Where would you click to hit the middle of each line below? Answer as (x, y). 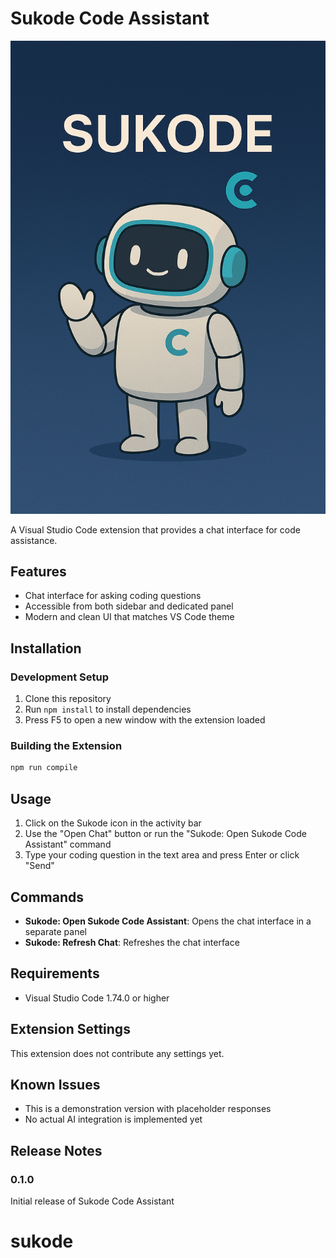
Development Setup (59, 677)
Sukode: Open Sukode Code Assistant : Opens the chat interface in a (168, 921)
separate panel (55, 931)
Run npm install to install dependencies (108, 709)
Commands (47, 897)
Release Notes (56, 1150)
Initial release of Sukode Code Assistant (92, 1201)
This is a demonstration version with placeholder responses (148, 1109)
